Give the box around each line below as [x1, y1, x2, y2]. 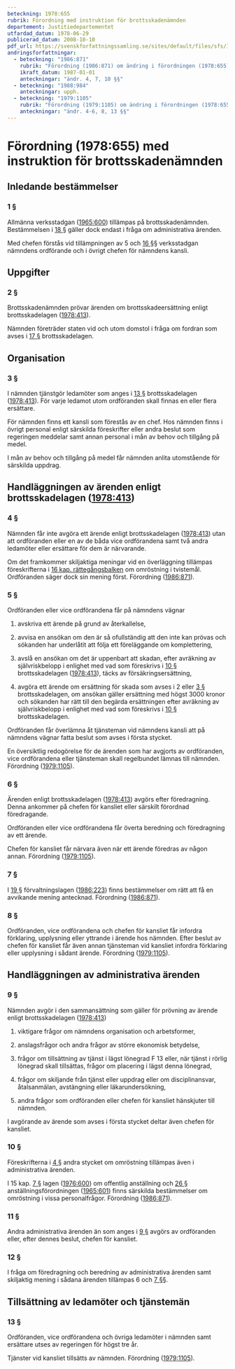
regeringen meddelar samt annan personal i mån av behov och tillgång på [7, 432, 220, 441]
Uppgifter [7, 267, 50, 279]
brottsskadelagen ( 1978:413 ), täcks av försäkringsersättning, [17, 668, 192, 677]
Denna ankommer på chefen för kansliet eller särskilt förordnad [7, 803, 190, 811]
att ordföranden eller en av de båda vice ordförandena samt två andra [7, 537, 208, 545]
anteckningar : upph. [20, 88, 80, 95]
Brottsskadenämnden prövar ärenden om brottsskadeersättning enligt [7, 303, 208, 312]
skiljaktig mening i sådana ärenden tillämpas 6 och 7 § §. [7, 1276, 169, 1284]
